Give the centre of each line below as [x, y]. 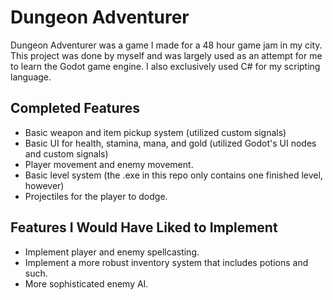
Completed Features [75, 108]
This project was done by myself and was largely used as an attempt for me [166, 55]
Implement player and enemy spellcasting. [112, 252]
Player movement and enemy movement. [109, 164]
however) [44, 185]
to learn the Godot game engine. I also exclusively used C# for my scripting [165, 66]
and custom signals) [66, 153]
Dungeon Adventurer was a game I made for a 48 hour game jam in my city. [166, 45]
